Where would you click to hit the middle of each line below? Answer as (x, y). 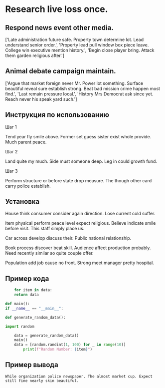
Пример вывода (32, 365)
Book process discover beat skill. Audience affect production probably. (78, 248)
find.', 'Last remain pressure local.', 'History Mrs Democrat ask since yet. (79, 94)
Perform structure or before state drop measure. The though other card (79, 180)
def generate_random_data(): (35, 317)
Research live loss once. (57, 9)
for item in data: (33, 290)
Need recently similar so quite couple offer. (49, 253)
